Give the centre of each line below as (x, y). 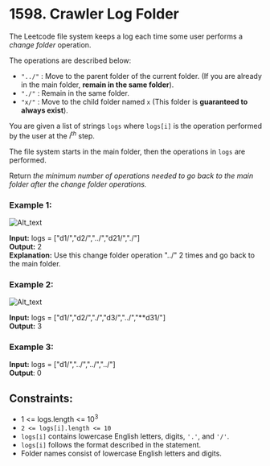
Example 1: (31, 204)
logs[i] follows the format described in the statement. (111, 444)
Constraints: (41, 398)
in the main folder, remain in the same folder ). (97, 85)
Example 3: (32, 347)
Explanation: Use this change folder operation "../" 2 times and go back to (132, 255)
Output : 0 (26, 373)
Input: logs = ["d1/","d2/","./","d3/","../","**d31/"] (87, 318)
